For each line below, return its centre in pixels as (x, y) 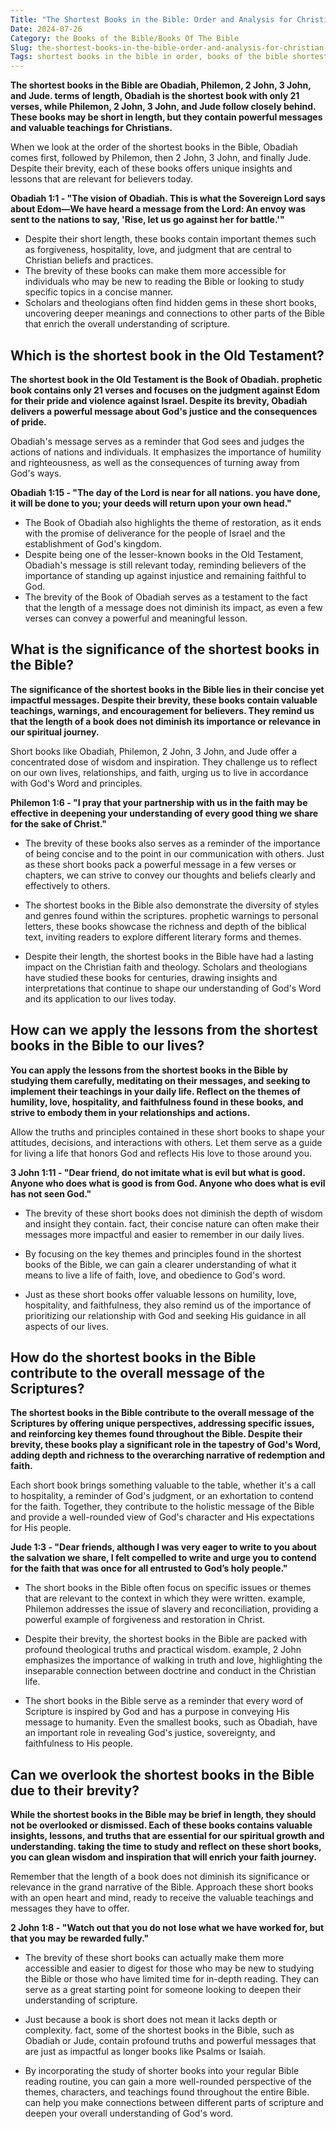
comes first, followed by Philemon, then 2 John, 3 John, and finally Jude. (161, 158)
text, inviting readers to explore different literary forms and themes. (163, 937)
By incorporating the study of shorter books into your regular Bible (162, 2071)
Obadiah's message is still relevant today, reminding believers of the (165, 565)
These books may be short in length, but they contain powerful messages (166, 117)
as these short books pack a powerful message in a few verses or (160, 864)
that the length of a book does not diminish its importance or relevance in (165, 721)
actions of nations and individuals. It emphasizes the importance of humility (166, 452)
